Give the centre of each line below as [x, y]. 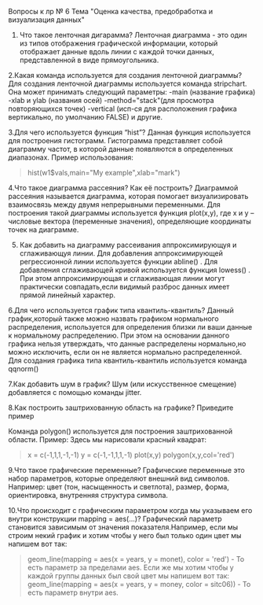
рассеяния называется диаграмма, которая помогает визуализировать [128, 196]
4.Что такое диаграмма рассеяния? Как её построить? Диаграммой [123, 188]
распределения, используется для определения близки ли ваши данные [130, 327]
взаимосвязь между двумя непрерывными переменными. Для [115, 205]
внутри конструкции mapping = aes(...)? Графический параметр [115, 519]
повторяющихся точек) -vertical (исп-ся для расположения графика [122, 109]
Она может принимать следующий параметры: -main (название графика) [132, 92]
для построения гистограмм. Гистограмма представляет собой [115, 140]
